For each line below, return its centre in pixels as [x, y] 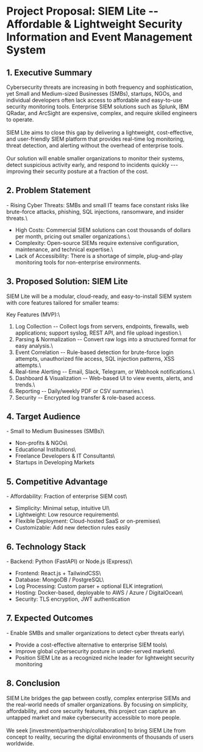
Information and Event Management [100, 37]
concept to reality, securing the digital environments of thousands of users [100, 737]
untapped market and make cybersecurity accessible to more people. [94, 717]
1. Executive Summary [49, 72]
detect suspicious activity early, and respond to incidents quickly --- [92, 165]
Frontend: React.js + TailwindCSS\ [58, 573]
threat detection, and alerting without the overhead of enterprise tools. [95, 145]
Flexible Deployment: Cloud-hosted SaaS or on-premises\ [87, 521]
